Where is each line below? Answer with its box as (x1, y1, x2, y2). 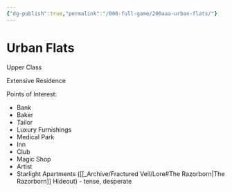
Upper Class (6, 63, 42, 71)
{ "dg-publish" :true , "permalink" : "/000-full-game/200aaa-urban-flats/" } (6, 10, 217, 17)
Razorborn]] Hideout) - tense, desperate (16, 177, 132, 185)
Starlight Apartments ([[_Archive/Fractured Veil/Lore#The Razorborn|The (16, 169, 225, 177)
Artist (16, 162, 33, 171)
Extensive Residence (6, 76, 66, 85)
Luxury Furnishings (16, 125, 72, 134)
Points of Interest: (6, 89, 57, 98)
